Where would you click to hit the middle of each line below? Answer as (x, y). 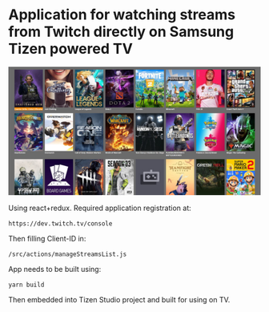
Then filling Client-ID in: (47, 238)
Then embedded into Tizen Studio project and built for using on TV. (119, 299)
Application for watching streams (122, 15)
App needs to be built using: (55, 269)
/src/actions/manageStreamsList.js (68, 254)
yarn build (26, 285)
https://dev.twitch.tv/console (60, 223)
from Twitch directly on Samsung (121, 32)
